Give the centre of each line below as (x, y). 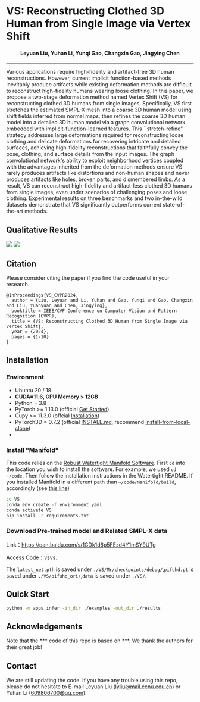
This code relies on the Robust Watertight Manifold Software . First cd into (96, 463)
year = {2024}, (30, 332)
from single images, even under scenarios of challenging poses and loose (97, 192)
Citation (21, 263)
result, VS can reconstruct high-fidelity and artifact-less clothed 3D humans (99, 186)
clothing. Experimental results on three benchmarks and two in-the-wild (94, 198)
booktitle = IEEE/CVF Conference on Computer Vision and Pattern (94, 311)
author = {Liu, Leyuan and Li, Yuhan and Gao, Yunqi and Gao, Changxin (102, 301)
